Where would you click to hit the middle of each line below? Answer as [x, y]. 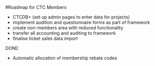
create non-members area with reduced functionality [68, 28]
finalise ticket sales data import [45, 38]
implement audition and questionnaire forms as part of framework [81, 22]
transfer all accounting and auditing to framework [64, 33]
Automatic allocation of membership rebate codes [65, 58]
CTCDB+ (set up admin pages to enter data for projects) [71, 17]
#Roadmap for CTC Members [36, 7]
